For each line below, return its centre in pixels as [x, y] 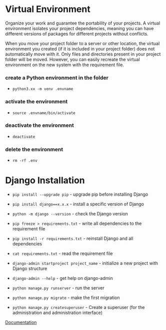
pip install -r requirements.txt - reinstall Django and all [73, 238]
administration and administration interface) [57, 313]
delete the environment [34, 149]
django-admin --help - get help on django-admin [63, 278]
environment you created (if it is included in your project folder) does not [80, 49]
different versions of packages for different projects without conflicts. [77, 34]
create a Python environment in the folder [57, 78]
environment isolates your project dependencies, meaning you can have [79, 28]
